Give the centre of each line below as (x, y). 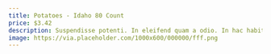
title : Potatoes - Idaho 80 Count (67, 15)
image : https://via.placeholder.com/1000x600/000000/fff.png (113, 38)
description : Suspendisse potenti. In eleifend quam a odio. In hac (126, 30)
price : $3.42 (30, 23)
